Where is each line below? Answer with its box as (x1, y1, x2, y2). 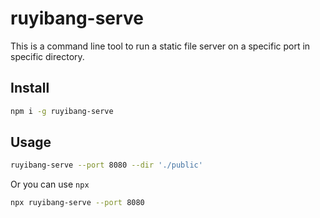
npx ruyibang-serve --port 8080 (10, 198, 145, 208)
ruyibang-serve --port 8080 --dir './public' (10, 160, 203, 171)
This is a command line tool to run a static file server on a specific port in (10, 40, 311, 52)
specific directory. (10, 50, 85, 62)
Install (10, 80, 50, 97)
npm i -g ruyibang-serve (10, 106, 114, 116)
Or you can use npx (10, 178, 90, 191)
